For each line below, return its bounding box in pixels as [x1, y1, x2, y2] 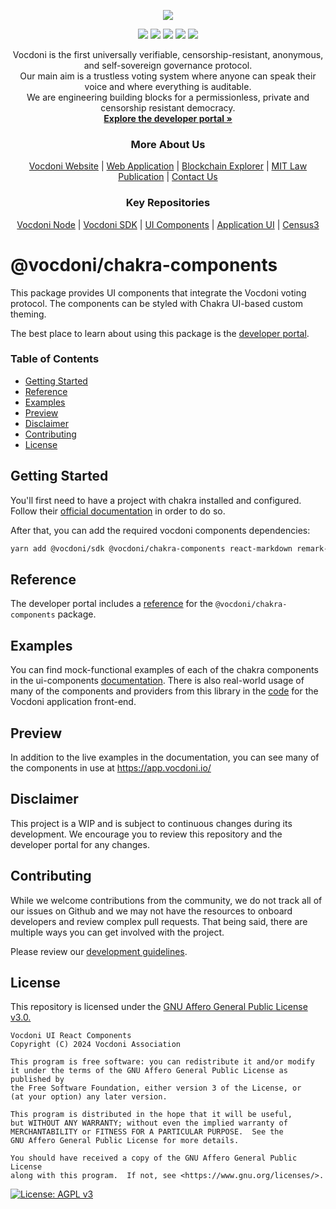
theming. [10, 308, 47, 320]
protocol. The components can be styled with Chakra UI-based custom [10, 297, 304, 309]
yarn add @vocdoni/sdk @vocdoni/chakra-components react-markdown [10, 543, 293, 554]
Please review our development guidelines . [10, 945, 188, 957]
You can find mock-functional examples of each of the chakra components [10, 664, 319, 676]
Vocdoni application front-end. [10, 696, 137, 708]
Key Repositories [125, 196, 211, 210]
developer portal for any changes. [10, 838, 150, 850]
